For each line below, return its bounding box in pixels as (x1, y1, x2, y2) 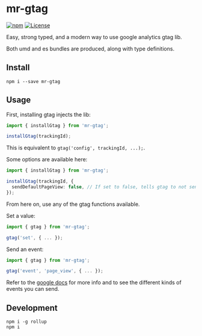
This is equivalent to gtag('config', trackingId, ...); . (6, 144, 145, 152)
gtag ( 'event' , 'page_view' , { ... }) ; (6, 268, 103, 274)
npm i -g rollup (6, 319, 47, 325)
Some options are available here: (6, 156, 88, 163)
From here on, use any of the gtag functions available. (6, 201, 140, 208)
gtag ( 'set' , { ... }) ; (6, 234, 63, 241)
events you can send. (6, 285, 60, 293)
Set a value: (6, 212, 35, 219)
